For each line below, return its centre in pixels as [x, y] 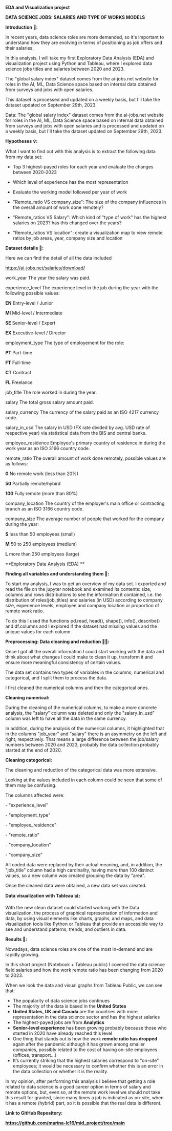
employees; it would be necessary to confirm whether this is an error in [88, 1066]
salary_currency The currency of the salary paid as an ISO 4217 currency [82, 412]
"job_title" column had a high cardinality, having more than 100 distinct [80, 870]
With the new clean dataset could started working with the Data [72, 908]
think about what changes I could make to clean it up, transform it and [79, 657]
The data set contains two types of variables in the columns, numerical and [85, 672]
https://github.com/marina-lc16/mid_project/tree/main [65, 1123]
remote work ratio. [25, 611]
